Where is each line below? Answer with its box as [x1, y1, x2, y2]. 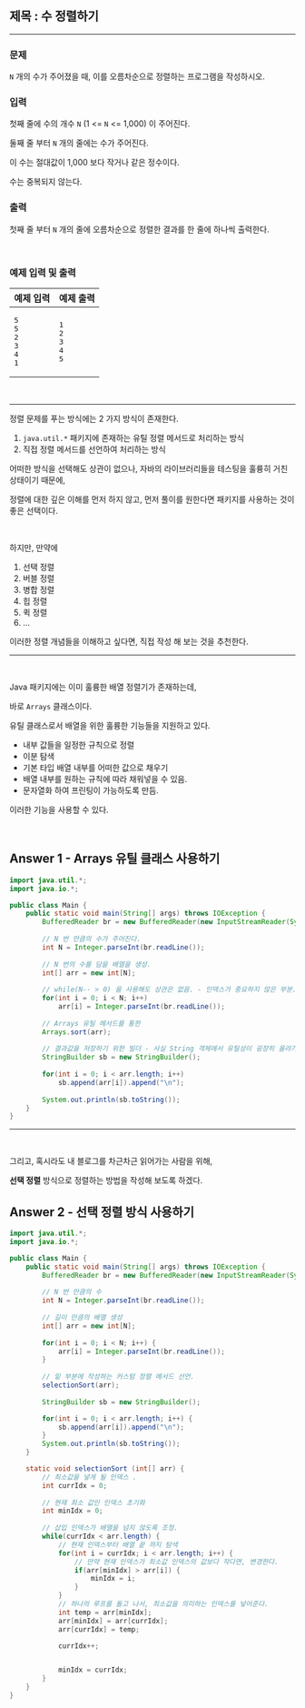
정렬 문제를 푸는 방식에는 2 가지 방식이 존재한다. [9, 413, 179, 424]
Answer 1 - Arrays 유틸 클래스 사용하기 [9, 851, 221, 867]
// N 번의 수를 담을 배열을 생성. [42, 959, 152, 969]
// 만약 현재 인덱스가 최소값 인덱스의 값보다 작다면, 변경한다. [74, 1557, 279, 1566]
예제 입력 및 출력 [9, 266, 76, 279]
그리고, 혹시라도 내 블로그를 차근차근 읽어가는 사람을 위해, [9, 1156, 213, 1167]
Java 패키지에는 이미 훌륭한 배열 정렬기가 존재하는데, [9, 681, 197, 692]
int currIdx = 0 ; [42, 1481, 107, 1490]
